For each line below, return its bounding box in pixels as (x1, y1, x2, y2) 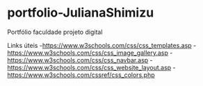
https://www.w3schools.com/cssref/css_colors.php (7, 71, 155, 79)
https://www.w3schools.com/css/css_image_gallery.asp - (7, 49, 173, 57)
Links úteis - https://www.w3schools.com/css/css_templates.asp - (7, 41, 197, 49)
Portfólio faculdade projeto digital (7, 28, 103, 36)
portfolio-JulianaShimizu (7, 5, 154, 21)
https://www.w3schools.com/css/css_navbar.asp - (7, 55, 153, 64)
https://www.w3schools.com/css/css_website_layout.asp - (7, 63, 176, 71)
